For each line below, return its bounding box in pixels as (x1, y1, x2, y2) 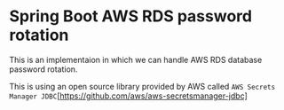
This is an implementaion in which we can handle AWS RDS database (9, 54, 263, 65)
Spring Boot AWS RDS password (9, 6, 253, 27)
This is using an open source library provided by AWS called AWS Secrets (9, 81, 276, 91)
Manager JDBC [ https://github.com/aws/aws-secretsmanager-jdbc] (9, 90, 248, 101)
